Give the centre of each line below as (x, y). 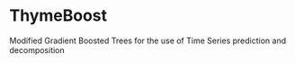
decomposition (37, 49)
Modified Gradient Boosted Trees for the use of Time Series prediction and (147, 40)
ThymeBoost (58, 16)
